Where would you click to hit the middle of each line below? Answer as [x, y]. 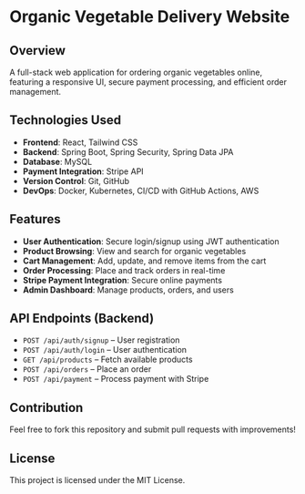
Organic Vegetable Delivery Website [150, 17]
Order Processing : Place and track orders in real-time [124, 270]
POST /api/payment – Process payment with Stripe [116, 379]
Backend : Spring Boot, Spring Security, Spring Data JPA [128, 151]
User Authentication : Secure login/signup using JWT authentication [151, 241]
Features [35, 219]
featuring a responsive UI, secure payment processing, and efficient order [148, 82]
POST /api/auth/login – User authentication [105, 350]
